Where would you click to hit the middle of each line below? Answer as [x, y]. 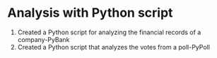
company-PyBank [43, 39]
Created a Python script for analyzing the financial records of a [109, 32]
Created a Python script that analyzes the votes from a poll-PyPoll [114, 47]
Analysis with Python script [90, 13]
